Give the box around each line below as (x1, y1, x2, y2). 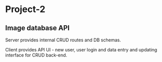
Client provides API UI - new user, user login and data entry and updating (5, 47, 157, 52)
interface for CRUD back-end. (5, 52, 67, 58)
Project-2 (5, 4, 45, 15)
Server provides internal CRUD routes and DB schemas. (5, 37, 121, 43)
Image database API (5, 24, 70, 32)
